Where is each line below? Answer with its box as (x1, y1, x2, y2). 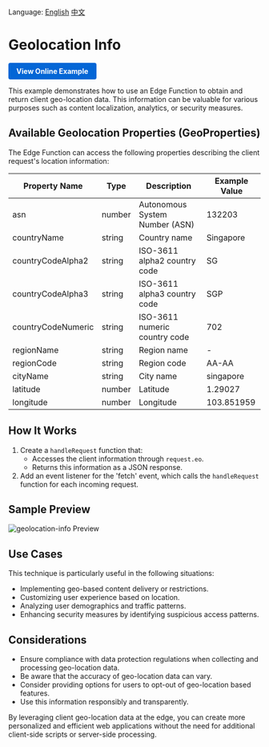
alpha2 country (139, 255, 196, 266)
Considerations (8, 633, 87, 647)
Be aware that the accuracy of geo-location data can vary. (19, 671, 213, 680)
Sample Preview (8, 502, 90, 516)
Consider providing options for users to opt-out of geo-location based (19, 680, 251, 689)
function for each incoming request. (19, 480, 139, 489)
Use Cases (8, 547, 63, 561)
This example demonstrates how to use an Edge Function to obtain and (8, 86, 243, 96)
